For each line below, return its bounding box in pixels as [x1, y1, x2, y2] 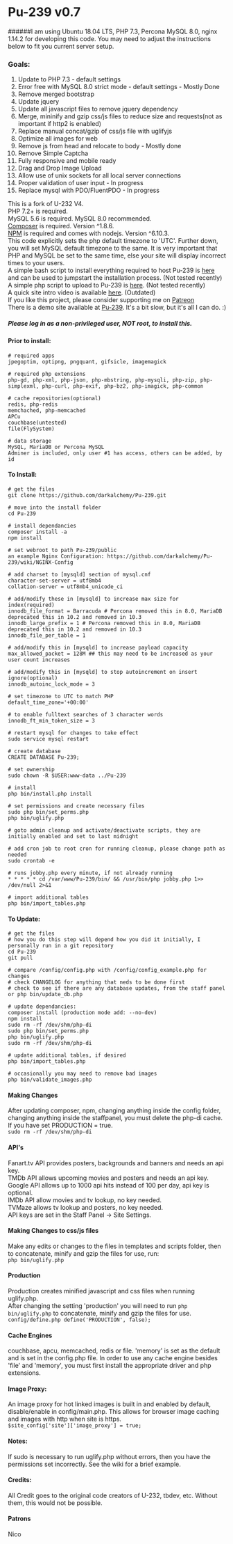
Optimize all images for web [17, 134, 98, 143]
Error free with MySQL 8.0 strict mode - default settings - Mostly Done [17, 83, 221, 91]
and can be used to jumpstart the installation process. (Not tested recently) [8, 274, 223, 282]
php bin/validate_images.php [8, 1076, 92, 1083]
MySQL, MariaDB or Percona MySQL [8, 443, 105, 450]
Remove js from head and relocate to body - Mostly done [17, 142, 182, 150]
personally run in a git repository [8, 943, 114, 950]
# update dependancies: [8, 1003, 77, 1010]
